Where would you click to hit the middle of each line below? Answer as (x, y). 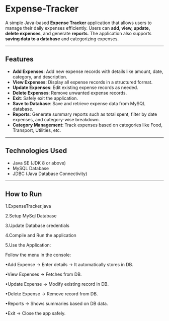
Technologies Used (36, 151)
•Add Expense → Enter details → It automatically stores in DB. (69, 265)
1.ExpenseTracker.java (28, 206)
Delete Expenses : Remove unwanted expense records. (70, 93)
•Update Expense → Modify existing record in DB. (57, 284)
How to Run (24, 194)
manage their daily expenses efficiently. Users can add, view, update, (78, 28)
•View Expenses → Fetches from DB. (44, 274)
